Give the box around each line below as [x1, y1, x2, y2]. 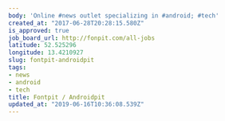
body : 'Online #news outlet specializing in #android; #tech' [8, 11, 219, 20]
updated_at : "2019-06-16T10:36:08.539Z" [8, 100, 145, 108]
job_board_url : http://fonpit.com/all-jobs [8, 33, 156, 42]
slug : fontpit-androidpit [8, 57, 94, 64]
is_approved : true [8, 26, 69, 34]
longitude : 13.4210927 [8, 49, 84, 57]
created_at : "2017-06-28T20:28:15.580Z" [8, 19, 145, 27]
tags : [8, 64, 26, 72]
